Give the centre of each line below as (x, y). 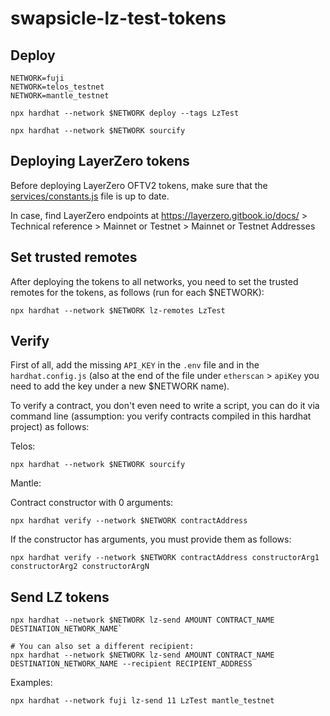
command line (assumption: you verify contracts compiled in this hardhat (161, 416)
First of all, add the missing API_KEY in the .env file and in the (135, 365)
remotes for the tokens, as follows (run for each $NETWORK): (137, 292)
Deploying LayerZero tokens (100, 161)
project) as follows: (50, 427)
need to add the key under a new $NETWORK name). (120, 386)
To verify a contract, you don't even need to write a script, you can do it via (165, 406)
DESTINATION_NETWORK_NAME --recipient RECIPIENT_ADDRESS (131, 664)
